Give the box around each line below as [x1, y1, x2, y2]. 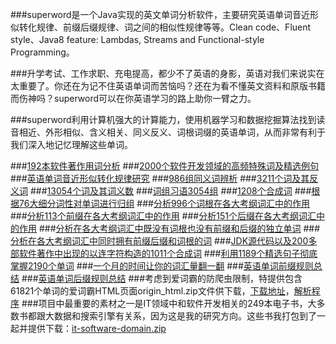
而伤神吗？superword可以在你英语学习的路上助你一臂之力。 [10, 93, 257, 104]
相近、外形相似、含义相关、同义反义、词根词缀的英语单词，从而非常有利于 [18, 126, 326, 138]
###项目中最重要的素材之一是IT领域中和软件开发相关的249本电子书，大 [21, 298, 317, 309]
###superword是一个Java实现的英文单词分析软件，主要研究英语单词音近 [10, 9, 310, 20]
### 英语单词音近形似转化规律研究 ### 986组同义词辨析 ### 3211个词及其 [10, 173, 310, 184]
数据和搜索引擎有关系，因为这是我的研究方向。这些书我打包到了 [53, 310, 317, 322]
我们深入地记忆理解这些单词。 [10, 139, 133, 150]
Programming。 [10, 46, 75, 58]
